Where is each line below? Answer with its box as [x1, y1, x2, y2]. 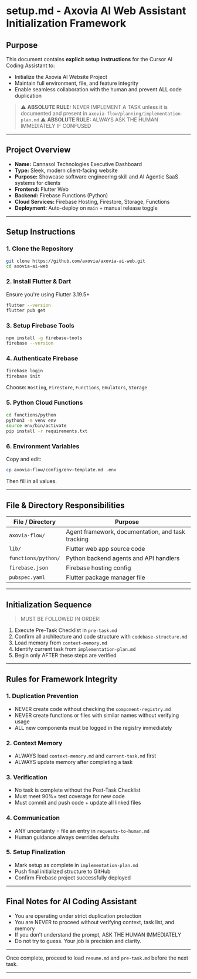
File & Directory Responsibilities [6, 500, 125, 510]
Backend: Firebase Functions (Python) [14, 191, 108, 199]
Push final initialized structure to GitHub [14, 868, 111, 875]
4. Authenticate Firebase [6, 355, 78, 363]
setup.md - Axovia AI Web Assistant [6, 4, 186, 18]
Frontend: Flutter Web [14, 186, 69, 193]
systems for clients [14, 179, 61, 186]
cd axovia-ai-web [6, 263, 49, 269]
